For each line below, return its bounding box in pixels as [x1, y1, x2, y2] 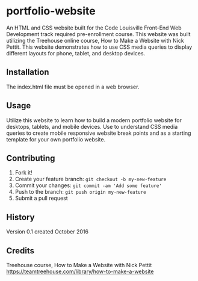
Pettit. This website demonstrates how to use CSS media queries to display [6, 43, 193, 51]
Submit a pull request [14, 194, 68, 202]
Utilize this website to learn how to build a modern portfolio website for [6, 116, 182, 124]
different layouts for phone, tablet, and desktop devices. [6, 49, 146, 57]
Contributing [6, 153, 55, 163]
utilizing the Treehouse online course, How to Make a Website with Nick [6, 37, 185, 44]
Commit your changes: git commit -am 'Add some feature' [14, 182, 162, 189]
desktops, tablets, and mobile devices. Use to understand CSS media [6, 123, 178, 130]
